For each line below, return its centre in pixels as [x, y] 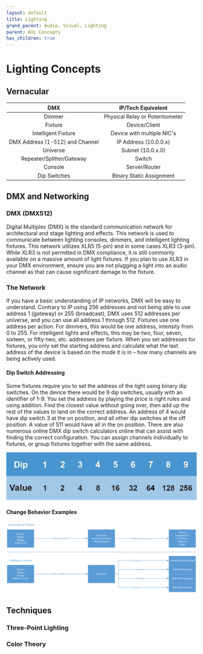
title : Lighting [27, 19]
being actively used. [31, 359]
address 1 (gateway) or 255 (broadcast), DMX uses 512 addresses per [93, 314]
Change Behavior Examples [42, 512]
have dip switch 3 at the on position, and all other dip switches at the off [96, 418]
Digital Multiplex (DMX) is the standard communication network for [89, 227]
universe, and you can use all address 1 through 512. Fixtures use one [93, 320]
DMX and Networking [48, 196]
